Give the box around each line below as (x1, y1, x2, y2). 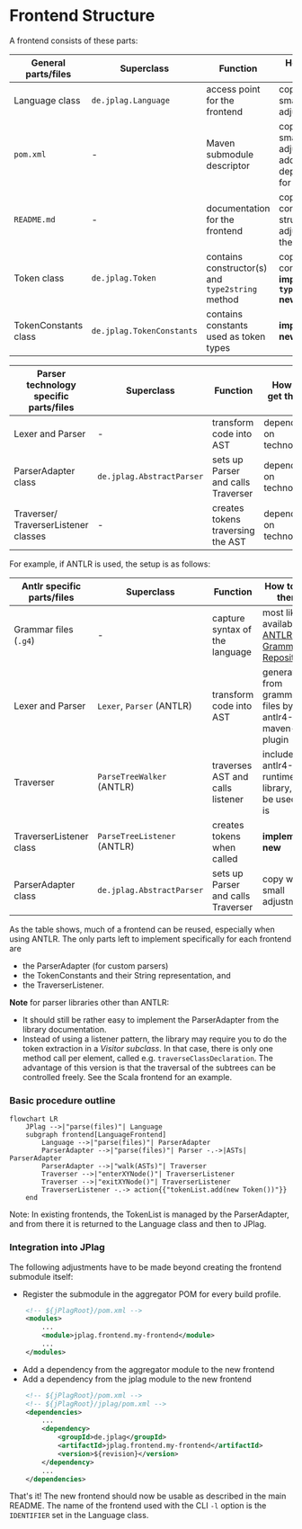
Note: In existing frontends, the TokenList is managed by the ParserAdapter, (9, 1209, 289, 1220)
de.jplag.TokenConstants (91, 326, 198, 335)
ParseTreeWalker (97, 771, 167, 782)
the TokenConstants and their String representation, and (22, 970, 231, 980)
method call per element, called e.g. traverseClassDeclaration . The (22, 1052, 274, 1063)
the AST (212, 535, 246, 548)
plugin (262, 733, 289, 746)
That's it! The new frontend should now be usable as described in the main (9, 1490, 287, 1502)
